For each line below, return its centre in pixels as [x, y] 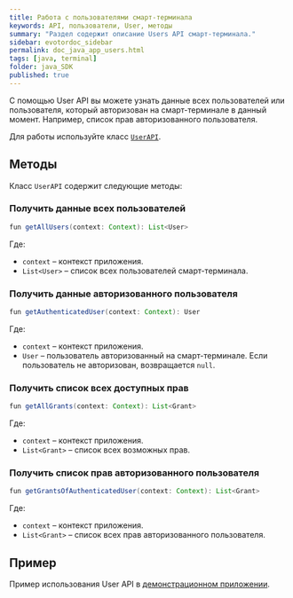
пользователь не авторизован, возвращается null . [119, 365]
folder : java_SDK [41, 67]
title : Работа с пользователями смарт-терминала [101, 17]
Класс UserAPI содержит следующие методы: [96, 185]
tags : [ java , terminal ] [53, 59]
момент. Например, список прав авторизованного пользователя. [134, 119]
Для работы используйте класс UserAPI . [85, 136]
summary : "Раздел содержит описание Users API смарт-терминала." [132, 34]
